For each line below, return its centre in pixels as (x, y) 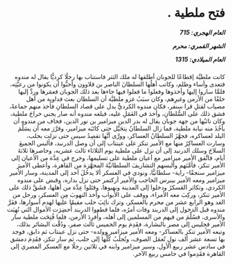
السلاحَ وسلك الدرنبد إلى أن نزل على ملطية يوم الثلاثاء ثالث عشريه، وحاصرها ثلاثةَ (121, 151)
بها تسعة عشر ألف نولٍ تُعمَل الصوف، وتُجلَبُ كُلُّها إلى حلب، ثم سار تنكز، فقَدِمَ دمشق (118, 239)
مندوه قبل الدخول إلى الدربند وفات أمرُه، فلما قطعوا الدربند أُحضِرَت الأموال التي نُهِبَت (116, 210)
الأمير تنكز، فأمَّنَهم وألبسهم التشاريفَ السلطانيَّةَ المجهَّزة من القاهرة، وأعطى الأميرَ (121, 165)
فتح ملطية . (196, 13)
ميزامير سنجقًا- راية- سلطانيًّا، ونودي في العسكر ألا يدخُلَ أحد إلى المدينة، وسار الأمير (117, 173)
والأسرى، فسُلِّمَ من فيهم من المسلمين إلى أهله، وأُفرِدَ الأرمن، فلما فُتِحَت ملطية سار (118, 217)
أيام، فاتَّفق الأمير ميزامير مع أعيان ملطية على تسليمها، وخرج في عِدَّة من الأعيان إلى (118, 158)
